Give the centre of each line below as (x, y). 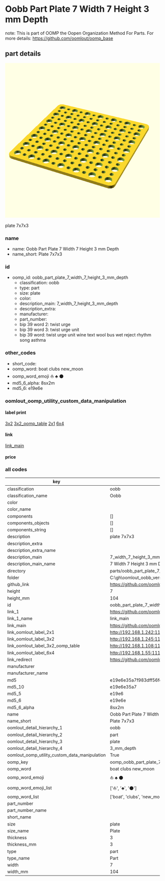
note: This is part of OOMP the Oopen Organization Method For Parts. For (79, 33)
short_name (19, 817)
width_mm (18, 872)
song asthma (33, 340)
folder (13, 578)
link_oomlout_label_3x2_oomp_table (43, 646)
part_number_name (27, 810)
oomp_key (18, 762)
